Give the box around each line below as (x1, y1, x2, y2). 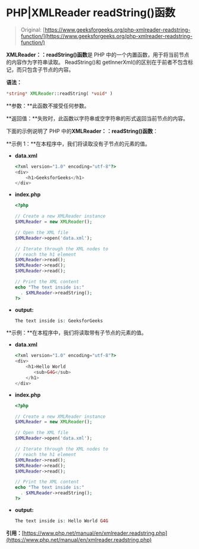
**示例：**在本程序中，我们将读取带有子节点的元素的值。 (6, 329, 147, 336)
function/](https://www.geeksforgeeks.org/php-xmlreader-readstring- (20, 32, 193, 39)
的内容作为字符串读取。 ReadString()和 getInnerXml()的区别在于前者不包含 (6, 58, 188, 66)
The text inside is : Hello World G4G (14, 517, 109, 524)
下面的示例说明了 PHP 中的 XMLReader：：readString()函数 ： (6, 127, 159, 135)
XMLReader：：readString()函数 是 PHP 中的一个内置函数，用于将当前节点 (6, 51, 189, 58)
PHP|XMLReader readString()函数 (6, 6, 176, 20)
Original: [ (20, 26, 45, 33)
